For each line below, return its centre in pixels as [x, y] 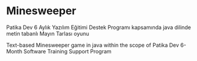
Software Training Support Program [68, 51]
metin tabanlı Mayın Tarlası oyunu [48, 33]
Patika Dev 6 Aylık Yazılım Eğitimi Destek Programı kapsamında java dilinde [98, 27]
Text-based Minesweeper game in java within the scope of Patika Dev [92, 45]
